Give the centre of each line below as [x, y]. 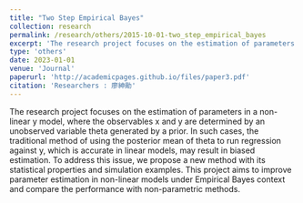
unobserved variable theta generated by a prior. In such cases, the [134, 131]
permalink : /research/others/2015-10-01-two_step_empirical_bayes [138, 35]
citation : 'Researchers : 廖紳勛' [73, 86]
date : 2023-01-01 [42, 60]
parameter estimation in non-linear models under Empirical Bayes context [147, 179]
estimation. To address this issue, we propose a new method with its [137, 159]
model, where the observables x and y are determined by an [152, 121]
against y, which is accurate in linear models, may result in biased [132, 150]
